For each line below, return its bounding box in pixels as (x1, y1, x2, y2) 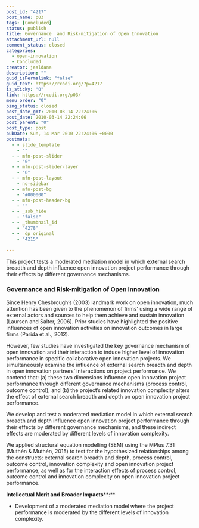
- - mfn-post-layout (11, 175, 63, 181)
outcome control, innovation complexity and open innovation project (6, 460, 174, 467)
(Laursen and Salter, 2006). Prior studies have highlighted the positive (6, 317, 178, 325)
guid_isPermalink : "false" (6, 75, 73, 81)
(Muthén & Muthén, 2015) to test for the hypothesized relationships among (6, 447, 189, 455)
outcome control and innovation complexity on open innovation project (6, 473, 180, 480)
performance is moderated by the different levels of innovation (14, 508, 169, 516)
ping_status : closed (6, 103, 58, 109)
